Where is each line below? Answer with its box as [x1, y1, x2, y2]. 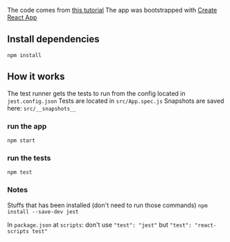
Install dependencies [7, 33, 100, 45]
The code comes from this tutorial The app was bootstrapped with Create [7, 6, 218, 14]
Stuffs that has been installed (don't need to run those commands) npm [7, 201, 208, 209]
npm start [7, 137, 36, 144]
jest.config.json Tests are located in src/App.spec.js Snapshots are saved [7, 97, 224, 105]
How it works [7, 71, 65, 83]
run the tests [7, 153, 51, 163]
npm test [7, 169, 33, 176]
